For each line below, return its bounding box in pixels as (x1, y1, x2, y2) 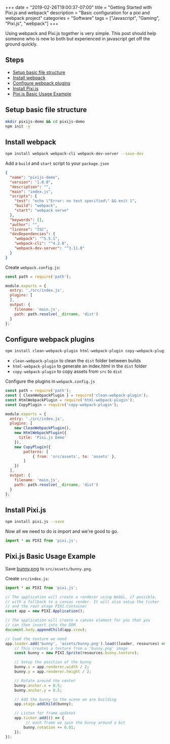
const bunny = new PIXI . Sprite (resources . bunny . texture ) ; (14, 651, 139, 656)
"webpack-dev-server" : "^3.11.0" (14, 246, 85, 251)
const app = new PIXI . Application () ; (5, 608, 85, 614)
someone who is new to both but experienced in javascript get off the (5, 36, 150, 42)
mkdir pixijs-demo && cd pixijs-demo (5, 119, 85, 124)
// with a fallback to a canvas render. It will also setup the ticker (5, 599, 159, 604)
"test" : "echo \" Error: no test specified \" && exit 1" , (14, 198, 137, 204)
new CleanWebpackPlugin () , (14, 426, 71, 431)
